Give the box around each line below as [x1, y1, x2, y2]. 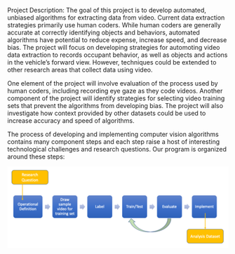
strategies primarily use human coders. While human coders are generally [7, 21, 221, 29]
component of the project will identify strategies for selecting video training [7, 94, 225, 102]
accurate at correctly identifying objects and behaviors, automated [7, 28, 200, 36]
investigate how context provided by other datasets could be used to [7, 109, 206, 117]
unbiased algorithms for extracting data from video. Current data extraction [7, 13, 225, 22]
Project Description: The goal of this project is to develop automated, [7, 6, 207, 14]
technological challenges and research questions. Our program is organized [7, 145, 227, 153]
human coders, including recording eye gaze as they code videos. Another [7, 87, 223, 95]
